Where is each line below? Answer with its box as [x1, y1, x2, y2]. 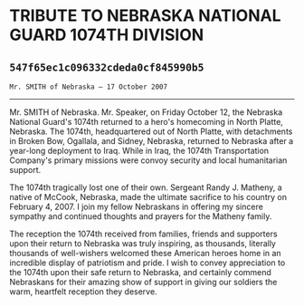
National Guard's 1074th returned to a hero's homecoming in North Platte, [9, 117, 283, 127]
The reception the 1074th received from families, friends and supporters [9, 228, 278, 239]
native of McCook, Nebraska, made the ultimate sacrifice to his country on [9, 192, 288, 202]
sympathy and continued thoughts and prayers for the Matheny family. [9, 211, 272, 222]
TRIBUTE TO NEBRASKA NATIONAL [9, 5, 282, 26]
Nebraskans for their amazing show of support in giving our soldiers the [9, 277, 278, 287]
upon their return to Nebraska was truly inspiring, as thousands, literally [9, 238, 276, 249]
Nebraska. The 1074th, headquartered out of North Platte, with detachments [9, 126, 293, 137]
